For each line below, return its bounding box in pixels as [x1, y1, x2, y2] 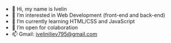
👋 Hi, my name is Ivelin [11, 6, 67, 12]
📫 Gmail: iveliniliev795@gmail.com [11, 31, 97, 37]
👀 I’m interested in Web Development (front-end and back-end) [11, 12, 166, 19]
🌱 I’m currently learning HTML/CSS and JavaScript [11, 18, 135, 24]
